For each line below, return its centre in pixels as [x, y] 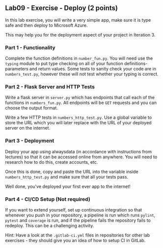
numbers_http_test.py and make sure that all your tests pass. [67, 177]
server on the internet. [28, 128]
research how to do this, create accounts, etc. [52, 162]
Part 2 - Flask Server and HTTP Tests [50, 87]
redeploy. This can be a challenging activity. [50, 226]
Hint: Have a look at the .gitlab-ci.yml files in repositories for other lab [78, 235]
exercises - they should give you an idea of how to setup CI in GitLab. [75, 240]
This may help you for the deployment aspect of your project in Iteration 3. [80, 35]
